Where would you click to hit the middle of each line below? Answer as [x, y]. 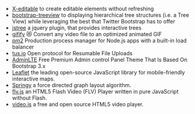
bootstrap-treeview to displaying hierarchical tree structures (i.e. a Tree [101, 15]
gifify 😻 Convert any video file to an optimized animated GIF [87, 34]
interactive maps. [33, 79]
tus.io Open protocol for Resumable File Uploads [72, 53]
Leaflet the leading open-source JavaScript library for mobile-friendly [98, 72]
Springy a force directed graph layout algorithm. [71, 85]
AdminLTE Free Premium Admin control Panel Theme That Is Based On [100, 60]
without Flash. [29, 98]
